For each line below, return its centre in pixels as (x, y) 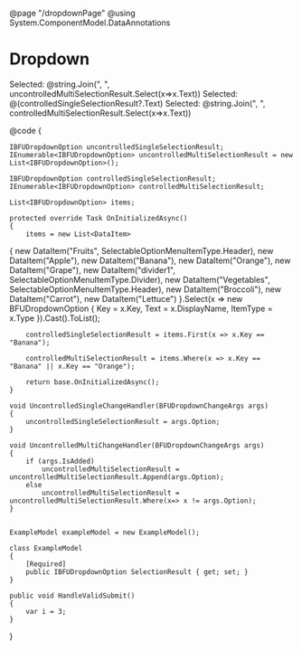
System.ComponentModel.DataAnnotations (90, 23)
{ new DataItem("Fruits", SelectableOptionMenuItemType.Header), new (142, 250)
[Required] (46, 564)
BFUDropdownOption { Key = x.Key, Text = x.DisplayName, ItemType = (141, 308)
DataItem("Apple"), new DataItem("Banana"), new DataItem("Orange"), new (150, 260)
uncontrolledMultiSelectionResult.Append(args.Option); (117, 477)
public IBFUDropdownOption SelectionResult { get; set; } (137, 572)
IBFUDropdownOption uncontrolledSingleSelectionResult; (117, 147)
